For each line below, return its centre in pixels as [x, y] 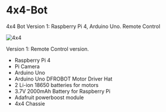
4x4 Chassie [30, 103]
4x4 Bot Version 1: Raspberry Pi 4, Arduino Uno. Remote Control [83, 26]
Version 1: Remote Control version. [48, 49]
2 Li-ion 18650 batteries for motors [56, 85]
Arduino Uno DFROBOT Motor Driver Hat [63, 79]
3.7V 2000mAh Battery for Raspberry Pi [63, 91]
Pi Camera [27, 66]
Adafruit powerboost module [49, 97]
